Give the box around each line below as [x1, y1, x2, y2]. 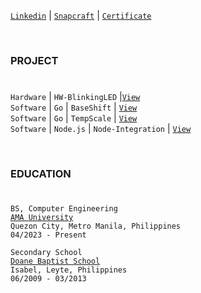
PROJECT [10, 53, 59, 67]
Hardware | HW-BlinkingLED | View [10, 91, 141, 103]
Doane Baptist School [10, 256, 101, 267]
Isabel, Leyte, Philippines [10, 265, 128, 275]
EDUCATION [10, 167, 72, 181]
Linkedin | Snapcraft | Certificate [10, 10, 152, 21]
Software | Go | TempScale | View [10, 112, 138, 124]
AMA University [10, 213, 74, 223]
